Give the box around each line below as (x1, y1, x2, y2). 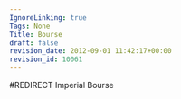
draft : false (9, 38, 59, 48)
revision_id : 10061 (9, 55, 83, 64)
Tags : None (9, 22, 51, 31)
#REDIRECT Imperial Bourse (9, 80, 115, 90)
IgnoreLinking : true (9, 13, 88, 22)
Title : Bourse (9, 30, 63, 39)
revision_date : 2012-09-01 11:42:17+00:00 (9, 47, 172, 56)
